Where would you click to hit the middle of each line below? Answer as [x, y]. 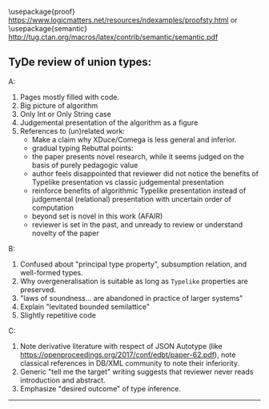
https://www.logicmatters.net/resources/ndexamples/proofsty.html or [123, 20]
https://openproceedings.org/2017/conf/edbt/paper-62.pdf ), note [128, 355]
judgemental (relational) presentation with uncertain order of [132, 198]
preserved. [38, 289]
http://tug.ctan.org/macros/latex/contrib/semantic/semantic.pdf [113, 37]
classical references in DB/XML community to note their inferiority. [130, 363]
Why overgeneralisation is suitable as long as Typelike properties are [134, 281]
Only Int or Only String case [66, 114]
